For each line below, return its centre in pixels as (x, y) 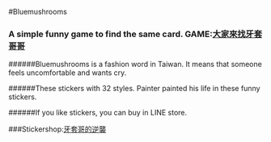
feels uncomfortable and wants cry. (68, 73)
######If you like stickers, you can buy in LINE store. (98, 113)
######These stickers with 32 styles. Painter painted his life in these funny (134, 89)
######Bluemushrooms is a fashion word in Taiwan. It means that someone (135, 65)
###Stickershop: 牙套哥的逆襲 (57, 129)
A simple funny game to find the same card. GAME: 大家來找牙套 (135, 34)
